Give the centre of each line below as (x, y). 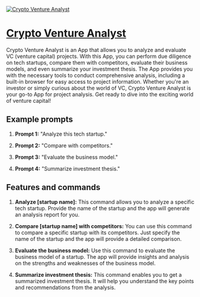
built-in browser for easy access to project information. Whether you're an (98, 81)
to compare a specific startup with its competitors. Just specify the (97, 232)
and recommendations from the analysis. (65, 287)
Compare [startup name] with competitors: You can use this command (103, 226)
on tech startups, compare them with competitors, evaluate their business (97, 62)
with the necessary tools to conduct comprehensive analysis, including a (96, 75)
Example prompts (40, 120)
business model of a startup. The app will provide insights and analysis (102, 256)
